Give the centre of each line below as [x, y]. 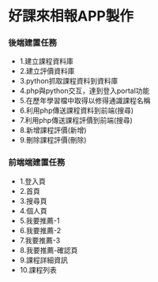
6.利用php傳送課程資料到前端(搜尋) [77, 110]
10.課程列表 [38, 269]
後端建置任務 [33, 43]
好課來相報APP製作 [71, 16]
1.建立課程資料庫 [46, 61]
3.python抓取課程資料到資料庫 [69, 81]
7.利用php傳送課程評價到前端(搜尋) [76, 121]
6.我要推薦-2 [40, 230]
